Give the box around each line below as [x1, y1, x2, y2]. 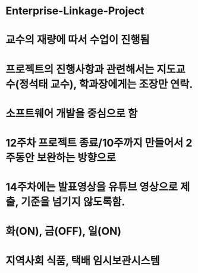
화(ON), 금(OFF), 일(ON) [5, 224, 122, 238]
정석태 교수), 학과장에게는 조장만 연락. [19, 77, 193, 91]
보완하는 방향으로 [36, 151, 117, 164]
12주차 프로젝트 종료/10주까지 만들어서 [5, 136, 184, 150]
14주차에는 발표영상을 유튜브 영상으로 [5, 180, 178, 194]
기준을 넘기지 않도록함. [20, 195, 125, 209]
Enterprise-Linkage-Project [5, 4, 144, 18]
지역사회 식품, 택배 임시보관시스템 [5, 254, 160, 268]
